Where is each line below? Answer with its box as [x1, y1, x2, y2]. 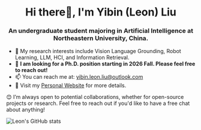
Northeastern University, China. [53, 34, 149, 42]
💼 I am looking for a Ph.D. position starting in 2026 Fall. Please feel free [14, 60, 196, 67]
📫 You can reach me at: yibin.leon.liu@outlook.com [14, 73, 143, 81]
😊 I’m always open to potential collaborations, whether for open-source [6, 94, 184, 101]
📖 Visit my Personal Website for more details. [14, 82, 127, 89]
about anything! [6, 106, 45, 113]
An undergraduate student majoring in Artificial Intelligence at [8, 27, 194, 35]
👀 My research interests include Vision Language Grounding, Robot [14, 48, 181, 55]
